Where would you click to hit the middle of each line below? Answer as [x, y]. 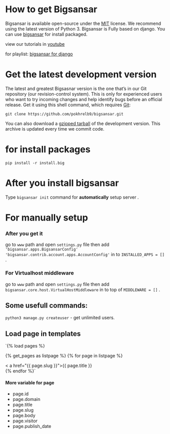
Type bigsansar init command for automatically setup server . [72, 197]
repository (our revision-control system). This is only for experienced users [84, 94]
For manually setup [47, 218]
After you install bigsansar [62, 183]
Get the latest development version [81, 74]
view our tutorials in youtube [35, 44]
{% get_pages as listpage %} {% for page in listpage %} [64, 356]
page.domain [26, 399]
